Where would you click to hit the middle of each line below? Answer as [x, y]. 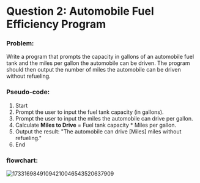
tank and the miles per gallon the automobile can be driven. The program [98, 63]
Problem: [20, 43]
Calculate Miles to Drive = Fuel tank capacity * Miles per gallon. [95, 125]
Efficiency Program [56, 24]
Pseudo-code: [28, 92]
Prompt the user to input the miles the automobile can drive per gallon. [104, 118]
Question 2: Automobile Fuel [80, 11]
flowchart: [22, 160]
